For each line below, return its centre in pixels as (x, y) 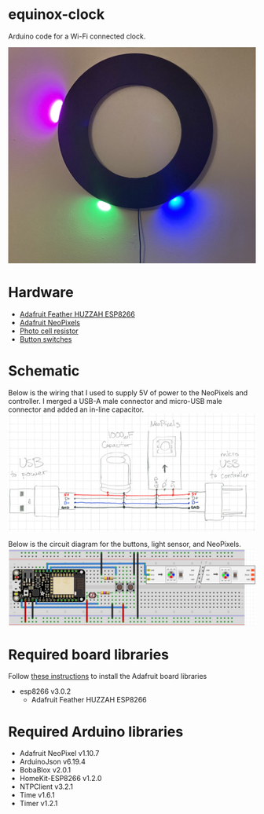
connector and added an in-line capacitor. (76, 409)
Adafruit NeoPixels (50, 322)
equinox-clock (57, 15)
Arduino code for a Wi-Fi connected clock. (77, 36)
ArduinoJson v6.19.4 (53, 762)
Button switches (46, 339)
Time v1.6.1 (37, 795)
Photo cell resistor (49, 331)
